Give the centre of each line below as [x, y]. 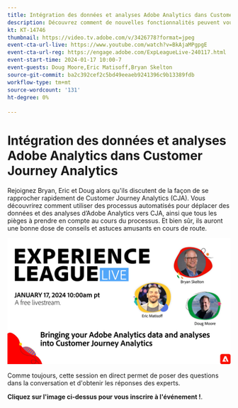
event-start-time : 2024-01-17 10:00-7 [64, 60]
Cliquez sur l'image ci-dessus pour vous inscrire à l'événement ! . [105, 397]
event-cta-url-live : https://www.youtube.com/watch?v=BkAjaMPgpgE [107, 45]
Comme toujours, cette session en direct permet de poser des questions [113, 375]
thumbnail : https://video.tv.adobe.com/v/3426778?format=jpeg [101, 38]
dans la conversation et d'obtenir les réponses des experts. [94, 382]
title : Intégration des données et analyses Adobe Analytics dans [107, 15]
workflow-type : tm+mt [39, 82]
